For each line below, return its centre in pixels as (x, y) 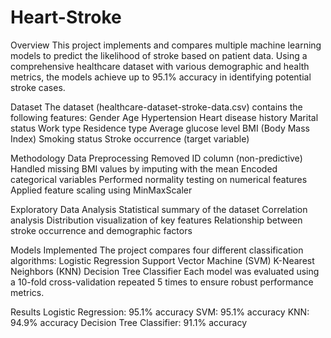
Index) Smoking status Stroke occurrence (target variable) (130, 138)
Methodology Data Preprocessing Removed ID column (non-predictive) (156, 158)
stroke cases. (38, 87)
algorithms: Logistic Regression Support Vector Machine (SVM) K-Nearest (162, 260)
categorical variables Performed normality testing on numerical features (159, 179)
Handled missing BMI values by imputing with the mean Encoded (144, 168)
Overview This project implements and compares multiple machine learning (166, 45)
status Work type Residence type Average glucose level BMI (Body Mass (160, 128)
